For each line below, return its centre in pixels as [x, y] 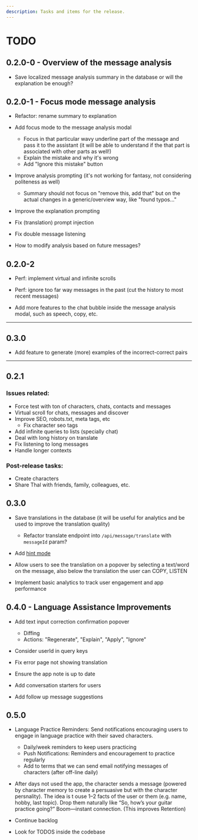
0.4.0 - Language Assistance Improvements [89, 607]
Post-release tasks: [35, 465]
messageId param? [45, 542]
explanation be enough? [44, 83]
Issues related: [28, 393]
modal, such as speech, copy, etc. [56, 314]
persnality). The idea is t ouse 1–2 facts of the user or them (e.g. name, [100, 796]
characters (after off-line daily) [61, 773]
